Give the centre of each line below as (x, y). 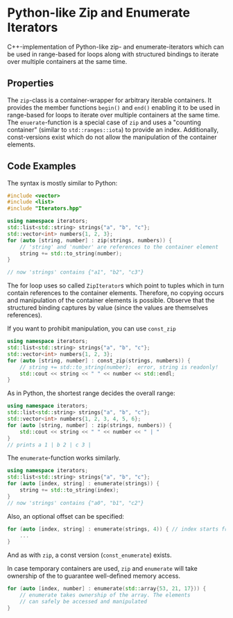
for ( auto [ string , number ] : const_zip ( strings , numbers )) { (99, 360)
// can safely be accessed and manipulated (84, 602)
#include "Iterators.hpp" (44, 209)
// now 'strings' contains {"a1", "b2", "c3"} (76, 272)
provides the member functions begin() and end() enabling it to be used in (114, 107)
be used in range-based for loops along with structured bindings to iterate (113, 54)
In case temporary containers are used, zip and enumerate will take (102, 569)
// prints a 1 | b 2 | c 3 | (49, 445)
